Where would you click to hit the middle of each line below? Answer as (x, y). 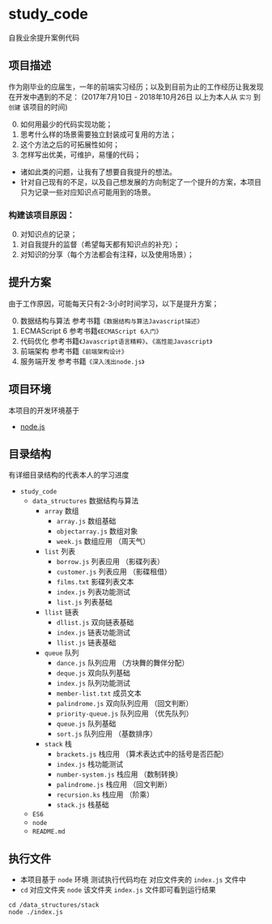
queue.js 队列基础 (86, 724)
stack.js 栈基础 (83, 805)
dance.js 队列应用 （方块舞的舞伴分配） (123, 663)
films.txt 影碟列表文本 (95, 582)
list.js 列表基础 (85, 602)
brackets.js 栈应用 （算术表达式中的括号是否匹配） (142, 754)
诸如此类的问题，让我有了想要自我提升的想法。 (98, 172)
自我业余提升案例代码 (44, 37)
